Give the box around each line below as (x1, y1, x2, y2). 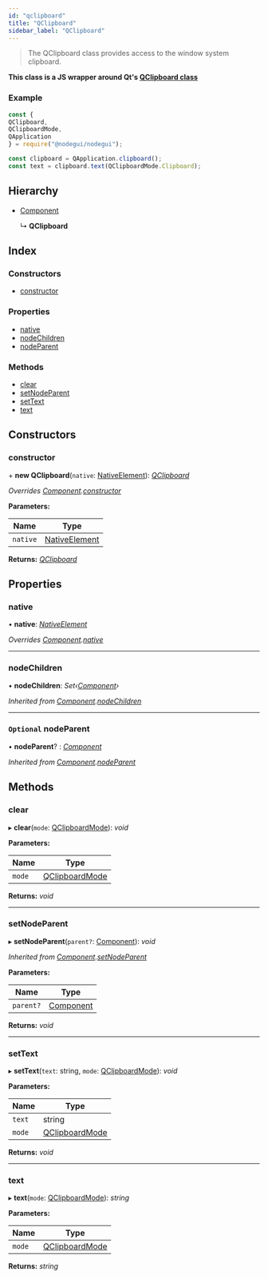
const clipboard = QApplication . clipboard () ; (8, 155, 162, 163)
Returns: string (8, 1261, 58, 1271)
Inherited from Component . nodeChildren (8, 696, 142, 706)
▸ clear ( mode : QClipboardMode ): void (8, 823, 129, 832)
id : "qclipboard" (8, 11, 66, 20)
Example (8, 93, 43, 104)
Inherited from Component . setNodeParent (8, 952, 148, 962)
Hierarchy (8, 185, 59, 198)
